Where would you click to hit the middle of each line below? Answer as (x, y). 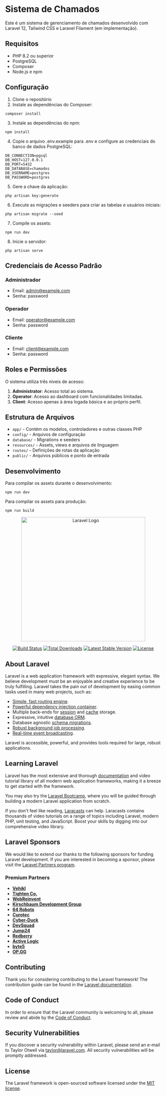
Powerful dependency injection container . (55, 707)
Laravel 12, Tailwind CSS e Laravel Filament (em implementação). (72, 28)
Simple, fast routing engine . (40, 702)
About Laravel (27, 664)
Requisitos (22, 44)
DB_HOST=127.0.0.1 (24, 160)
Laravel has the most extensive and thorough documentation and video (78, 776)
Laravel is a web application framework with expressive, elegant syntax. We (83, 676)
